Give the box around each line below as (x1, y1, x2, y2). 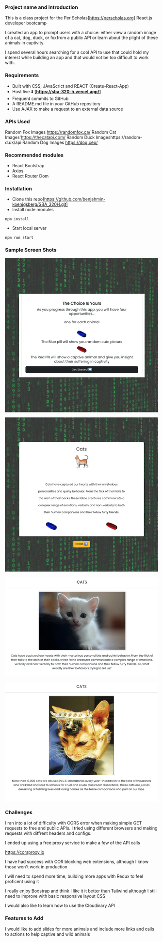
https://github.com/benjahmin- (44, 196, 106, 202)
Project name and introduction (5, 4, 79, 11)
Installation (5, 185, 33, 192)
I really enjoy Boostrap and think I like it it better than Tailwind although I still (5, 888, 157, 894)
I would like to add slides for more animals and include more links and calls (5, 926, 154, 932)
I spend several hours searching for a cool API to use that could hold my (5, 49, 149, 55)
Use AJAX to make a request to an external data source (12, 106, 123, 112)
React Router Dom (12, 173, 49, 179)
